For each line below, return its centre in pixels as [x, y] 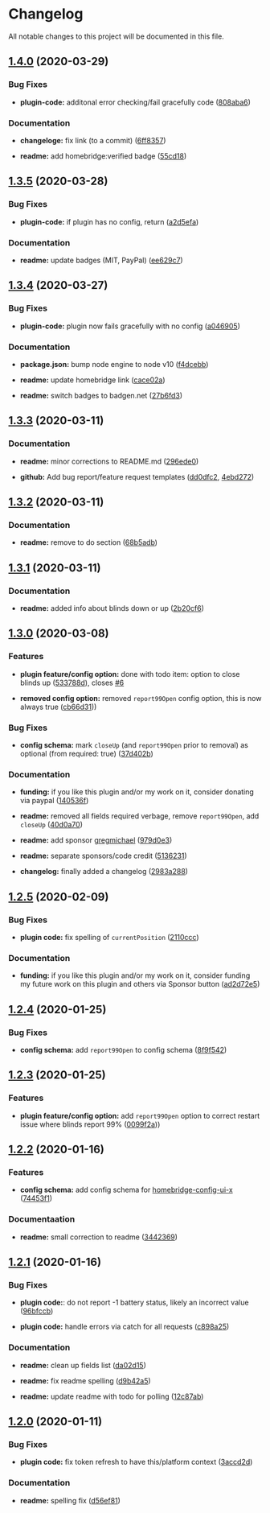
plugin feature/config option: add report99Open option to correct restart [139, 1115]
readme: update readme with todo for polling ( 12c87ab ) [112, 1396]
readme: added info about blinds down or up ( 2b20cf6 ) [112, 608]
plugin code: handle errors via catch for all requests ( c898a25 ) [125, 1327]
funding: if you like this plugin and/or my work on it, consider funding [135, 975]
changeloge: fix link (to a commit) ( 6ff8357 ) [93, 140]
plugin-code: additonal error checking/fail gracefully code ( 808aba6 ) [135, 102]
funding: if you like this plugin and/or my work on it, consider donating [137, 792]
